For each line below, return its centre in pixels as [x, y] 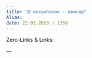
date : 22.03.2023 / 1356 [37, 23]
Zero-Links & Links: [30, 40]
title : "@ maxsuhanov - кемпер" [46, 12]
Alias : [14, 17]
